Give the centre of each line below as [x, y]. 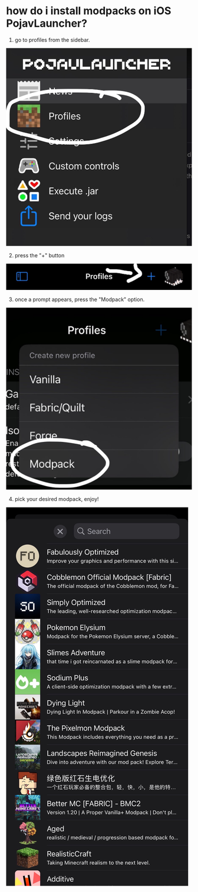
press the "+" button [39, 256]
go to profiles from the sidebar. [52, 40]
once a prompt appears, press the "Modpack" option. [80, 299]
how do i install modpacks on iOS [89, 11]
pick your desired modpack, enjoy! [57, 499]
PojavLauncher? [47, 23]
